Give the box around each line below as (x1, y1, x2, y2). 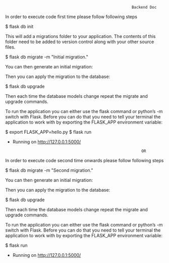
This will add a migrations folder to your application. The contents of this (5, 33, 156, 39)
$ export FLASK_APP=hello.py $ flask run (5, 129, 92, 135)
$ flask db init (5, 23, 34, 29)
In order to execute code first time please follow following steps (5, 14, 138, 20)
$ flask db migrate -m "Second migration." (5, 167, 93, 173)
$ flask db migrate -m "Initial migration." (5, 54, 88, 60)
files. (5, 44, 16, 50)
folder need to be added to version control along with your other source (5, 39, 154, 45)
